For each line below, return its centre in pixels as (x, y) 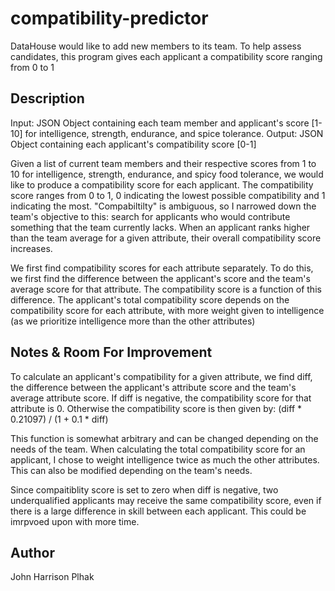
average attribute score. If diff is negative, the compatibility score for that (161, 398)
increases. (31, 248)
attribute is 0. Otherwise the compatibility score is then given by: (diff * (156, 408)
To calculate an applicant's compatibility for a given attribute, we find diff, (161, 376)
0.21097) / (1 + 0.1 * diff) (59, 419)
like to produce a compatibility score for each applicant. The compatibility (162, 184)
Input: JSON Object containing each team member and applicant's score (160, 123)
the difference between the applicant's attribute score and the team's (153, 387)
